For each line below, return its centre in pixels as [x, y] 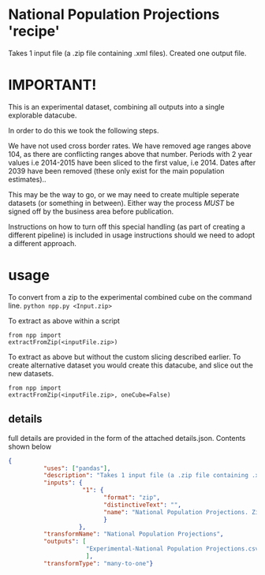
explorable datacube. [43, 115]
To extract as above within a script [64, 320]
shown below [30, 446]
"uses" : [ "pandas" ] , [77, 468]
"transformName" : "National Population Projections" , [133, 534]
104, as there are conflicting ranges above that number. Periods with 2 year [130, 154]
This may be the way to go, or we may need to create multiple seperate [124, 194]
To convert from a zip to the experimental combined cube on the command [130, 297]
